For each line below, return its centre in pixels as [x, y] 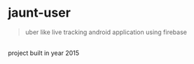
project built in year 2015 [44, 53]
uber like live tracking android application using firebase [106, 32]
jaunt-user [39, 13]
